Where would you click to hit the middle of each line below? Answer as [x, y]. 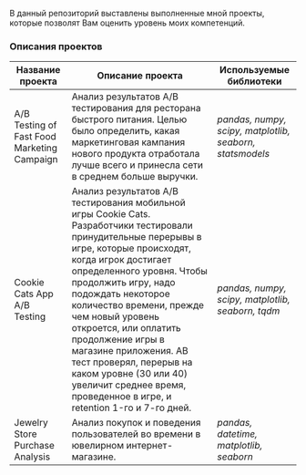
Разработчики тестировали [132, 225]
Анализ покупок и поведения [136, 423]
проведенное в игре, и [122, 397]
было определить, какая [126, 131]
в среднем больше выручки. [135, 177]
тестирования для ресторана [136, 108]
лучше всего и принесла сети [137, 165]
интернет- [149, 446]
